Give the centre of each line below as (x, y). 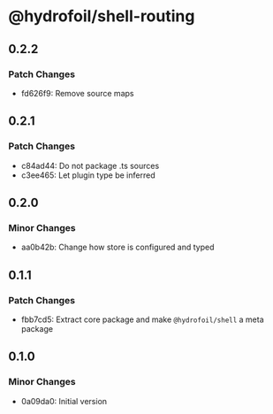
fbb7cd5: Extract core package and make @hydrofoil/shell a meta (142, 319)
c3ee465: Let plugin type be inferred (88, 175)
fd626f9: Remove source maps (77, 93)
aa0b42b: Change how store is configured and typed (118, 247)
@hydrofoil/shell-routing (102, 16)
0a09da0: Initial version (64, 401)
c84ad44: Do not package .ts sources (90, 165)
